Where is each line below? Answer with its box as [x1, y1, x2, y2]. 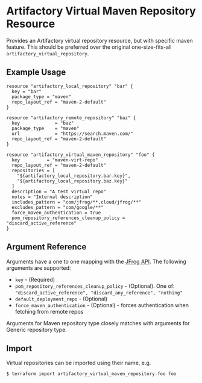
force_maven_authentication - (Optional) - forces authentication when [14, 301, 189, 308]
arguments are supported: [6, 264, 71, 272]
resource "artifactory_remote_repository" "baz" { [6, 114, 136, 121]
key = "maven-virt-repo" [11, 157, 98, 163]
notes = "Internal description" [11, 194, 93, 200]
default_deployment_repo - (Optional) [14, 295, 108, 302]
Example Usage [6, 67, 66, 78]
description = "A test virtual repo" [11, 188, 107, 195]
